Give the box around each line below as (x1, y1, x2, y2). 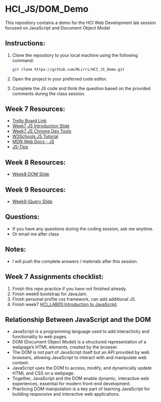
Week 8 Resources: (5, 158, 66, 167)
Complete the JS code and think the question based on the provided (12, 85, 151, 91)
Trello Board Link (12, 118, 47, 124)
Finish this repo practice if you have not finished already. (12, 286, 127, 291)
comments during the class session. (12, 90, 85, 96)
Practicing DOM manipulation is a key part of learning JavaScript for (12, 386, 150, 392)
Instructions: (5, 39, 46, 48)
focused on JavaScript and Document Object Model (5, 25, 110, 30)
